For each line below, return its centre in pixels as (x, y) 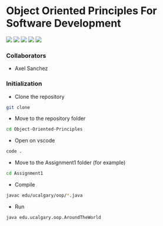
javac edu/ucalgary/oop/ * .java (44, 195)
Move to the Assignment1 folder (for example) (70, 162)
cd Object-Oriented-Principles (44, 129)
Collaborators (26, 55)
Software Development (64, 23)
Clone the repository (39, 97)
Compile (25, 185)
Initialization (24, 84)
